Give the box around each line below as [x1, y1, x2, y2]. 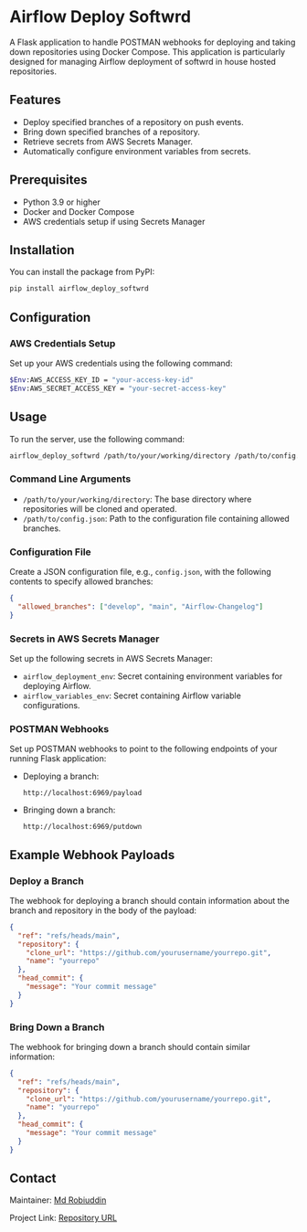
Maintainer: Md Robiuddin [9, 1195, 107, 1205]
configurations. [22, 699, 80, 710]
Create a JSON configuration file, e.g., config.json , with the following [9, 566, 271, 577]
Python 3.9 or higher [22, 196, 101, 207]
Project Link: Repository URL [9, 1213, 117, 1224]
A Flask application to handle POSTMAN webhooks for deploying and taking [9, 37, 296, 48]
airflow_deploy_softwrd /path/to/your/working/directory [9, 451, 231, 461]
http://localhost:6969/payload [22, 789, 143, 798]
